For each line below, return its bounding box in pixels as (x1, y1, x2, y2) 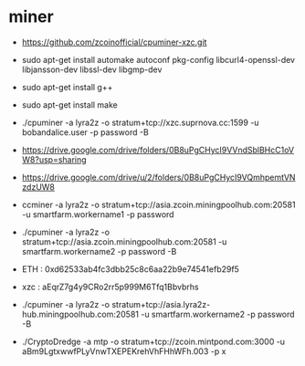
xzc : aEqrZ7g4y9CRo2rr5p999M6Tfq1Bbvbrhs (21, 281, 199, 292)
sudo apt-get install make (21, 99, 118, 110)
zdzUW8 (21, 181, 56, 193)
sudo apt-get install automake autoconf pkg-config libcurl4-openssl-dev (21, 54, 296, 65)
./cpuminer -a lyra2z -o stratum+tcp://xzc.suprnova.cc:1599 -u (21, 117, 259, 128)
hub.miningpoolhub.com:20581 (21, 308, 139, 319)
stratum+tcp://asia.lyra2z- (111, 298, 211, 309)
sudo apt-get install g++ (21, 81, 113, 92)
